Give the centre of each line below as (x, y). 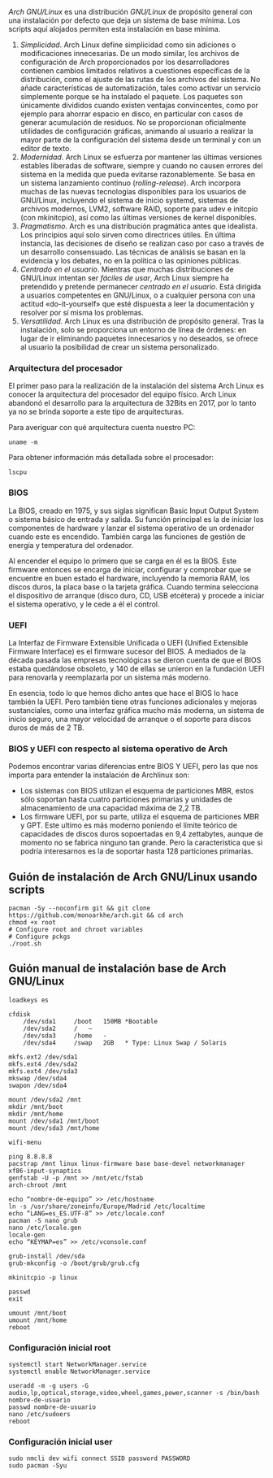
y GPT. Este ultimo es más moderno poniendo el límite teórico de (129, 825)
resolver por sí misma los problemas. (82, 313)
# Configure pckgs (39, 937)
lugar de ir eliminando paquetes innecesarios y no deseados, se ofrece (139, 338)
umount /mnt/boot (38, 1313)
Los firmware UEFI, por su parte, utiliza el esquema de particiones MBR (140, 817)
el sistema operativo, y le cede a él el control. (84, 604)
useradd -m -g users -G (49, 1386)
